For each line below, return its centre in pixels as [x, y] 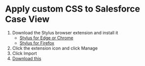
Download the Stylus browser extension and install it [65, 33]
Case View [27, 19]
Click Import [24, 53]
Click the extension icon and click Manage [55, 48]
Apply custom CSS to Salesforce [73, 9]
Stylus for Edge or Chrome [46, 38]
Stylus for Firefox [37, 43]
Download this [27, 58]
